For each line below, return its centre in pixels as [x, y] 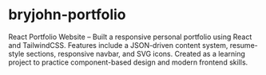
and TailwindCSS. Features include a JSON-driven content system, [118, 45]
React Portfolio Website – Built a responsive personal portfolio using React [130, 37]
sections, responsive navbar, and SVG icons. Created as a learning [136, 53]
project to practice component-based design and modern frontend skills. [128, 62]
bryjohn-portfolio [67, 15]
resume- [244, 45]
